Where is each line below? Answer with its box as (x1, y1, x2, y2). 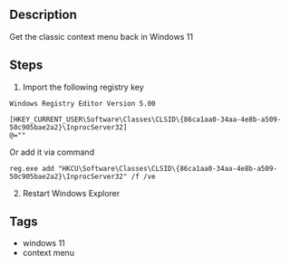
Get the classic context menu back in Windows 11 (9, 31, 193, 42)
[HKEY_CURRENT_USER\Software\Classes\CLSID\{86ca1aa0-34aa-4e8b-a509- (9, 115, 282, 124)
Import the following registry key (22, 81, 145, 92)
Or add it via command (9, 147, 95, 157)
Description (9, 7, 77, 23)
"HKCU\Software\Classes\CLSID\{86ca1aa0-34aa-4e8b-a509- (57, 164, 278, 173)
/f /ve (130, 172, 156, 181)
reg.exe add (9, 164, 54, 173)
